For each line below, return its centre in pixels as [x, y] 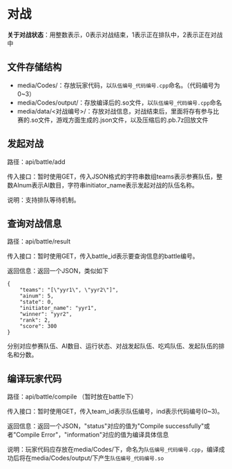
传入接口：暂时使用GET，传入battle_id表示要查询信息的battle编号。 [103, 256]
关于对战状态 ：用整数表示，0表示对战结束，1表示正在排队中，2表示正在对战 [115, 35]
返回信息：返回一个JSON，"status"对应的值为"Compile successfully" [106, 426]
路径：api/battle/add [36, 162]
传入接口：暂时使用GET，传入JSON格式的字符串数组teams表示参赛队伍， [112, 176]
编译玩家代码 [35, 379]
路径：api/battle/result [39, 241]
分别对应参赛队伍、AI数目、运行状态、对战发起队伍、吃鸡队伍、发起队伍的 [113, 346]
